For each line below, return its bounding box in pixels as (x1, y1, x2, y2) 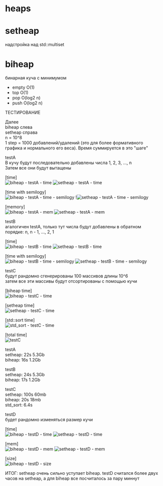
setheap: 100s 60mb (5, 391, 47, 397)
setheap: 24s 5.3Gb (5, 372, 45, 378)
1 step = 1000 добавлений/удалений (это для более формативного (5, 140, 143, 146)
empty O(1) (12, 84, 35, 91)
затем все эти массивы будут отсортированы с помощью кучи (5, 278, 138, 284)
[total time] (5, 332, 27, 338)
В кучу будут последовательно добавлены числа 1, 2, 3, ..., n (5, 160, 132, 166)
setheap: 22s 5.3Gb (5, 352, 45, 358)
